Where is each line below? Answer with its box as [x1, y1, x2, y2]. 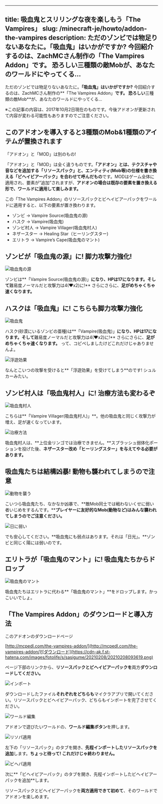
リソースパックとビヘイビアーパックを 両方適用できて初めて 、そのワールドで [5, 787, 158, 793]
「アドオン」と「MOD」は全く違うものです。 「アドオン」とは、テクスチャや [5, 161, 157, 167]
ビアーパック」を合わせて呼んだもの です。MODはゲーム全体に [30, 174, 155, 179]
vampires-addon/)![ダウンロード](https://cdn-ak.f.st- [5, 648, 111, 654]
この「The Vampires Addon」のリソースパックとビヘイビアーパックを [5, 196, 145, 202]
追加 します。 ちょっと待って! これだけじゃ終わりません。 [5, 751, 117, 756]
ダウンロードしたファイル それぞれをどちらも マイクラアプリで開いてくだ [5, 691, 149, 697]
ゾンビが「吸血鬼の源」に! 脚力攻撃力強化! [5, 252, 132, 261]
